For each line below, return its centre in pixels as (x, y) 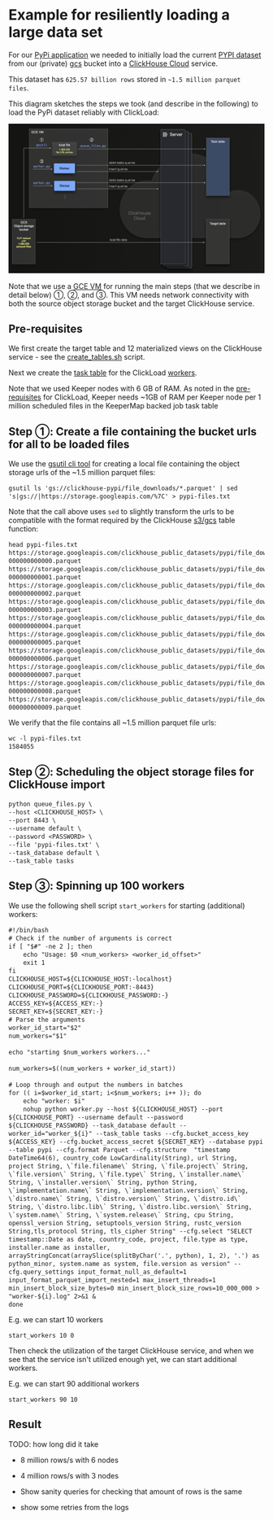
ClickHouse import (57, 784)
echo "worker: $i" (54, 1101)
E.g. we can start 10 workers (56, 1319)
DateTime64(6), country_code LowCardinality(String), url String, (123, 1158)
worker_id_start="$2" (45, 1028)
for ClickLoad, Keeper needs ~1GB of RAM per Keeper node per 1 (152, 397)
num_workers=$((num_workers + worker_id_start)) (92, 1068)
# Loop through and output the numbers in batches (96, 1085)
